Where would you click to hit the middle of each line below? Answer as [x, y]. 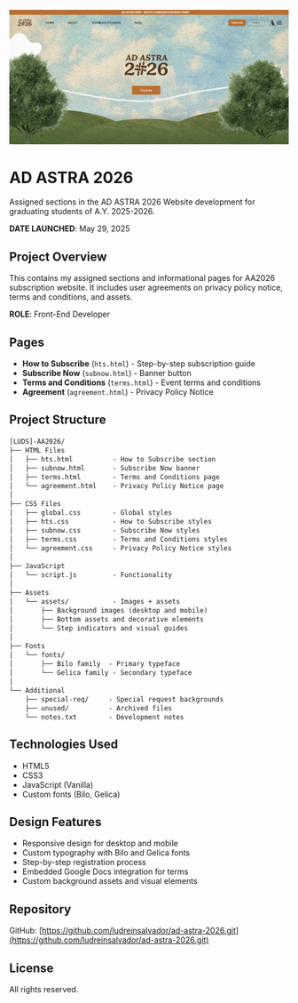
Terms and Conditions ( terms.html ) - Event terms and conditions [141, 382]
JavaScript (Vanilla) [58, 784]
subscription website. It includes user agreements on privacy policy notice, [146, 288]
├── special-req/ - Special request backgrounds [125, 699]
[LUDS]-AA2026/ [37, 441]
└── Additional [37, 690]
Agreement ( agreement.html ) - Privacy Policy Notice [118, 391]
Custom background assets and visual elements [110, 881]
